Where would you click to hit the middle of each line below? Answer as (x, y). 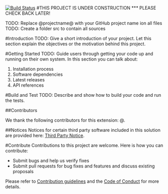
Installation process (33, 69)
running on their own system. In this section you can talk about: (72, 59)
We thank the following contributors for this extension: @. (65, 120)
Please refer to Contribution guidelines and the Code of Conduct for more (82, 181)
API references (28, 85)
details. (13, 187)
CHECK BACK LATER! (28, 13)
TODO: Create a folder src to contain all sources (55, 29)
